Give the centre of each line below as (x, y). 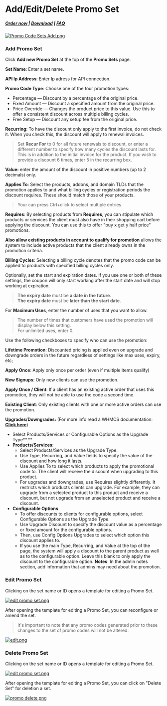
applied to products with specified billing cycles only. (60, 266)
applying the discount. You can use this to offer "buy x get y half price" (78, 225)
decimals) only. (21, 175)
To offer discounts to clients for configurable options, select (81, 514)
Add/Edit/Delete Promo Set (62, 9)
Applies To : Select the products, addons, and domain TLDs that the (74, 184)
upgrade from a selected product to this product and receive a (84, 493)
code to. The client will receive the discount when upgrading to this (89, 472)
